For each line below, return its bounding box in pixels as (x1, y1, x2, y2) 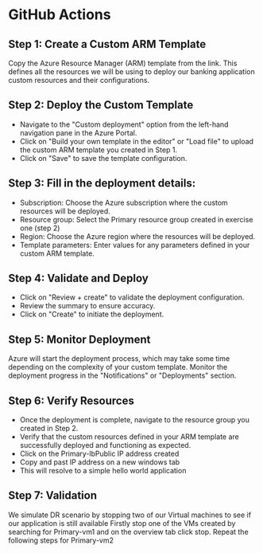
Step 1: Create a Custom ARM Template (8, 37, 207, 51)
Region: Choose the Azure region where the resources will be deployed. (19, 231, 256, 241)
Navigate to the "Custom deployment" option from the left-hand (19, 120, 229, 129)
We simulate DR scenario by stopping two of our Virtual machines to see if (8, 510, 252, 520)
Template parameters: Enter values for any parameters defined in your (19, 240, 250, 249)
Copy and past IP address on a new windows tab (19, 457, 180, 467)
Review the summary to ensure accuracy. (19, 301, 156, 311)
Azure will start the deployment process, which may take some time (8, 354, 230, 363)
